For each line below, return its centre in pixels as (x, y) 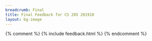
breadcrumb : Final (25, 10)
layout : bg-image (24, 19)
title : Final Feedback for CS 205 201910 (50, 15)
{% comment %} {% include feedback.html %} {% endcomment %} (76, 34)
